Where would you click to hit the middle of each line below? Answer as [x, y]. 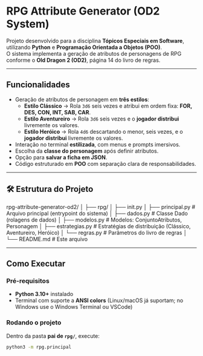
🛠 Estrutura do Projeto [50, 189]
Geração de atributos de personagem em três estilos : [82, 99]
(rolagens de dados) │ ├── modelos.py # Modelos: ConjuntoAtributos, [94, 220]
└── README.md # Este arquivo [47, 239]
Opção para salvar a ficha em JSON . [61, 157]
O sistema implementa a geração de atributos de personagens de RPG [94, 53]
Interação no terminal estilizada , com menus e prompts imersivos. [98, 144]
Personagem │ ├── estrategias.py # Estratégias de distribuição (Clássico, [99, 226]
